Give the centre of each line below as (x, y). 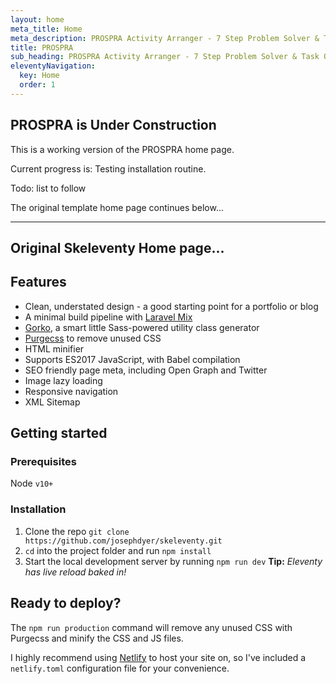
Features (38, 282)
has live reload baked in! (75, 572)
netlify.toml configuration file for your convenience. (120, 668)
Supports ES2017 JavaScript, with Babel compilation (132, 359)
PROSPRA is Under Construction (113, 125)
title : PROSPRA (42, 47)
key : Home (39, 76)
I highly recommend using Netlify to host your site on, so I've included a (158, 657)
